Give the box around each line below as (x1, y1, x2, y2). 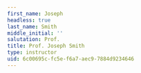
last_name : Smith (7, 23, 57, 30)
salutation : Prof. (7, 36, 60, 43)
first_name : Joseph (7, 10, 64, 17)
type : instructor (7, 49, 57, 56)
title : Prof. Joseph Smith (7, 42, 85, 49)
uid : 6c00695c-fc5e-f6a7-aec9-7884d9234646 (7, 56, 135, 63)
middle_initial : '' (7, 29, 64, 37)
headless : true (7, 17, 51, 24)
